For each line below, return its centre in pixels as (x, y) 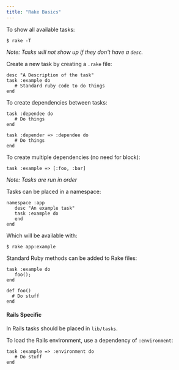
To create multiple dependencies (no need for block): (73, 157)
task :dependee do (30, 114)
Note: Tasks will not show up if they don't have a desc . (75, 52)
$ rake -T (19, 40)
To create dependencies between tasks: (57, 102)
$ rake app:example (31, 246)
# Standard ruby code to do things (60, 86)
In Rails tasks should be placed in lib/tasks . (62, 328)
